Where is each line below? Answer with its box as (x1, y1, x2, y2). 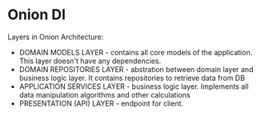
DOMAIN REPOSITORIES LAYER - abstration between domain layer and (18, 64, 254, 74)
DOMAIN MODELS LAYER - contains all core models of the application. (18, 47, 253, 57)
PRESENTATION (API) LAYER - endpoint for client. (18, 98, 184, 108)
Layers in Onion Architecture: (7, 32, 104, 42)
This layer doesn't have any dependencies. (18, 56, 162, 66)
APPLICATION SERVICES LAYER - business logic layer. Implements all (18, 82, 249, 91)
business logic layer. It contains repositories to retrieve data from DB (18, 73, 246, 82)
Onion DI (7, 6, 66, 24)
